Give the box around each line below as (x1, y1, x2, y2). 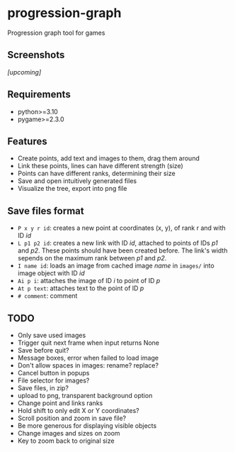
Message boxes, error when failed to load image (17, 353, 159, 362)
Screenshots (7, 49, 65, 61)
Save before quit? (17, 346, 69, 354)
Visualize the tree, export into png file (17, 184, 127, 193)
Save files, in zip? (17, 384, 69, 392)
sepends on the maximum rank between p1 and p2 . (17, 254, 167, 263)
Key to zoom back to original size (17, 436, 115, 445)
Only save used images (17, 331, 86, 339)
